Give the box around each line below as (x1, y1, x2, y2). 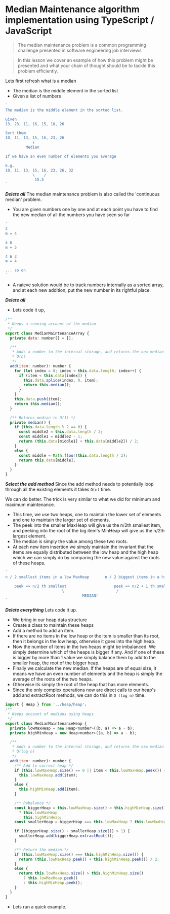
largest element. (12, 533, 47, 539)
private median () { (10, 420, 51, 425)
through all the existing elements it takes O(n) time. (5, 486, 111, 493)
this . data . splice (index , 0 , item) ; (23, 378, 99, 383)
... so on (5, 268, 26, 273)
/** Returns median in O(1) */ (10, 415, 76, 420)
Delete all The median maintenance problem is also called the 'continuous (5, 191, 160, 197)
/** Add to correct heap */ (14, 763, 73, 768)
